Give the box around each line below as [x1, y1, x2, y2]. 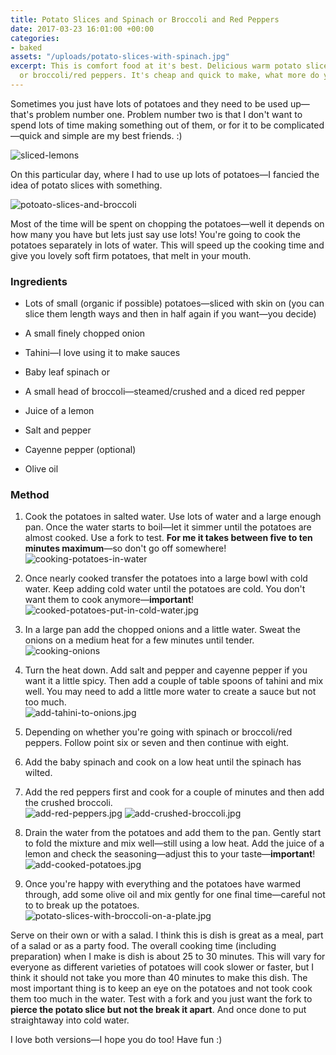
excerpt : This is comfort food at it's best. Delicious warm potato [10, 61, 302, 71]
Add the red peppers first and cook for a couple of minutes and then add [24, 786, 325, 798]
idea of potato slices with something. [10, 179, 163, 191]
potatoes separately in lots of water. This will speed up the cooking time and [10, 239, 325, 251]
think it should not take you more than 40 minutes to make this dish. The [10, 972, 308, 984]
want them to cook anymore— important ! [24, 594, 195, 606]
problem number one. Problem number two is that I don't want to [35, 108, 303, 120]
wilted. [24, 767, 53, 779]
